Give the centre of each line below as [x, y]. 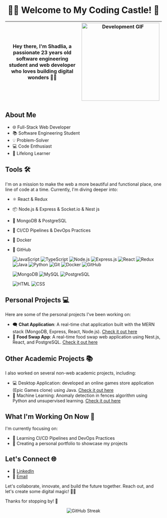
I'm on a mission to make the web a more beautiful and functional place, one [83, 184]
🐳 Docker [22, 240]
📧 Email [20, 476]
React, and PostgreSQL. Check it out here [55, 342]
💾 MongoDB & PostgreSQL [40, 220]
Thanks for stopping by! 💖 [32, 501]
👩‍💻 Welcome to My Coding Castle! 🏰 [83, 10]
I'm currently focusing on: [32, 429]
